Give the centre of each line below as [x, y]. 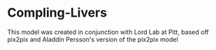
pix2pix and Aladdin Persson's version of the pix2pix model [93, 39]
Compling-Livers [57, 13]
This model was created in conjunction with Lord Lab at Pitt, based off [108, 32]
